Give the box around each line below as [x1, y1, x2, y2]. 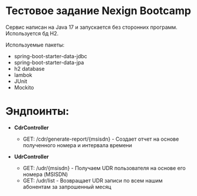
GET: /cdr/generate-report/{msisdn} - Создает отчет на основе [22, 135, 179, 142]
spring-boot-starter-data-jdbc [14, 52, 88, 59]
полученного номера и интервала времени [22, 141, 132, 148]
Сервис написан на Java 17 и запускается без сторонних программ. [5, 24, 178, 31]
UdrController [14, 153, 49, 160]
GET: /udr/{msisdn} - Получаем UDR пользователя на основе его [22, 164, 186, 171]
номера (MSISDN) [22, 171, 68, 178]
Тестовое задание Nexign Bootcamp [5, 4, 191, 18]
